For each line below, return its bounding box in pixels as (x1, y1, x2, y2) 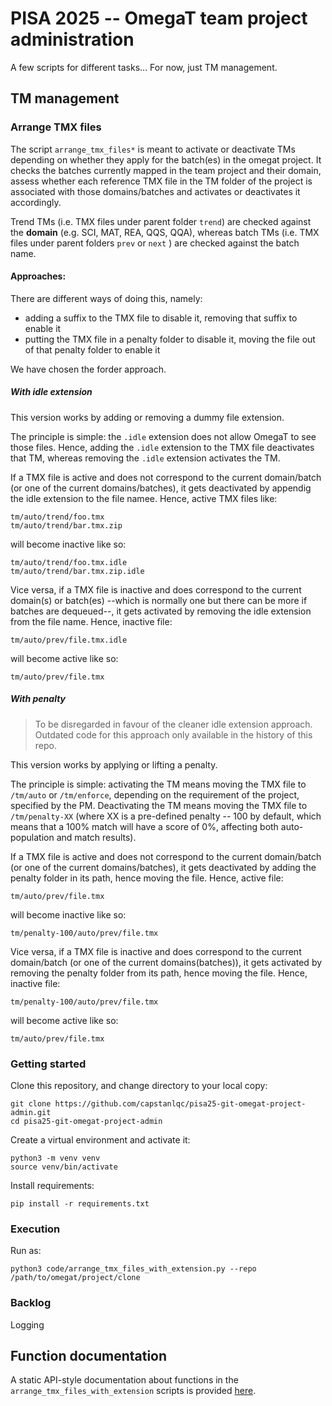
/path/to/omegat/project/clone (10, 1273, 141, 1283)
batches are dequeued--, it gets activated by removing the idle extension (10, 605, 312, 617)
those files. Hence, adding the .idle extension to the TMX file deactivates (10, 441, 315, 453)
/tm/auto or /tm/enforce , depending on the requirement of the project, (10, 788, 300, 801)
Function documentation (10, 1348, 168, 1365)
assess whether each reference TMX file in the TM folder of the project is (10, 175, 313, 187)
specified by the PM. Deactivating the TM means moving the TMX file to (10, 799, 308, 811)
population (10, 831, 55, 843)
